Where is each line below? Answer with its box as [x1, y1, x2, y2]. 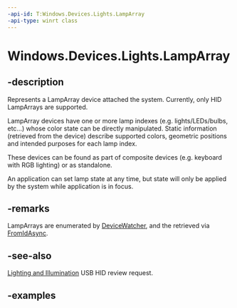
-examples [7, 289, 56, 302]
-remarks [7, 202, 50, 215]
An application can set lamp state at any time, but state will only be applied [7, 174, 226, 183]
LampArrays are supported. [7, 103, 88, 111]
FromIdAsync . [7, 229, 48, 237]
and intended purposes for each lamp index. [7, 139, 137, 148]
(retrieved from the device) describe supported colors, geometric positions [7, 131, 228, 140]
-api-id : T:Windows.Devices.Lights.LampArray [7, 10, 144, 18]
